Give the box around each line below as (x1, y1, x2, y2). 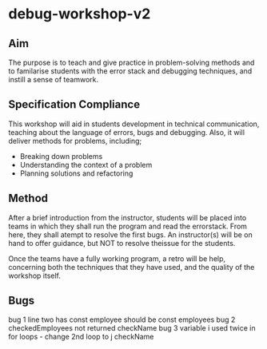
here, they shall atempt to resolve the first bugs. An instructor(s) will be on (8, 229, 253, 240)
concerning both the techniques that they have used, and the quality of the (8, 262, 255, 272)
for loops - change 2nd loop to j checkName (8, 332, 154, 342)
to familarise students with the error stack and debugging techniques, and (8, 66, 253, 76)
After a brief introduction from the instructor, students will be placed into (8, 212, 247, 222)
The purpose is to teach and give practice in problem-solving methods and (8, 58, 255, 67)
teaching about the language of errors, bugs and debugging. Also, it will (8, 127, 245, 137)
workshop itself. (8, 271, 62, 280)
